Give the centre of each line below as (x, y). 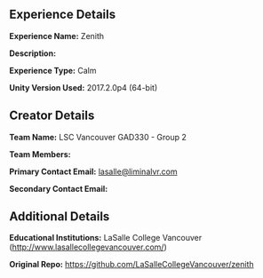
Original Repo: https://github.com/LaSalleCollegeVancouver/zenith (131, 265)
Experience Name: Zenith (57, 36)
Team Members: (40, 154)
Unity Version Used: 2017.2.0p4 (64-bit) (84, 87)
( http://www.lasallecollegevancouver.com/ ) (88, 247)
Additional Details (60, 217)
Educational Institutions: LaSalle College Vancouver (106, 238)
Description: (32, 53)
